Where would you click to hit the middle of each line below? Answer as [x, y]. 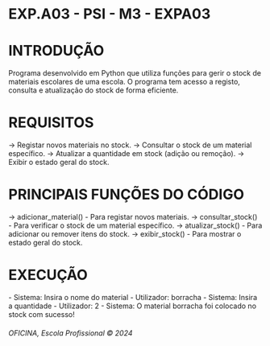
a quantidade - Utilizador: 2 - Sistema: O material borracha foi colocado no [132, 306]
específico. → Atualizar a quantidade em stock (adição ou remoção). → [127, 154]
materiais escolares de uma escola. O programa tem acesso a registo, [124, 82]
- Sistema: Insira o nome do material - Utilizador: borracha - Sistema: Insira [133, 297]
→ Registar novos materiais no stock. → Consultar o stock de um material [130, 145]
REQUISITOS [51, 123]
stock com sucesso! [42, 314]
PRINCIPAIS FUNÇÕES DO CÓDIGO [126, 195]
